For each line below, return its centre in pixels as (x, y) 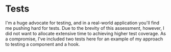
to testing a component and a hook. (43, 44)
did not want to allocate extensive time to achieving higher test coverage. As (86, 33)
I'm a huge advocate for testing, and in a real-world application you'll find (82, 23)
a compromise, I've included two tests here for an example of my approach (84, 39)
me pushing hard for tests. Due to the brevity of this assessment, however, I (85, 28)
